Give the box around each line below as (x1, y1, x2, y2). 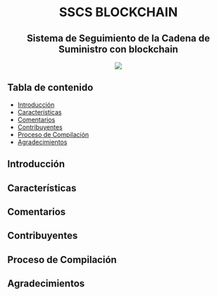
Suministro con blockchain (58, 43, 178, 55)
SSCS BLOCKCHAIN (58, 4, 178, 20)
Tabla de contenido (7, 82, 94, 94)
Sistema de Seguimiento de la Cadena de (27, 32, 210, 44)
